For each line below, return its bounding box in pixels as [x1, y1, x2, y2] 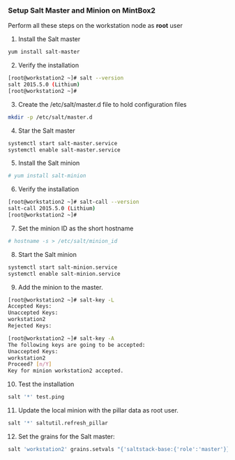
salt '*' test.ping [8, 394, 65, 401]
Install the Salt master [17, 35, 81, 43]
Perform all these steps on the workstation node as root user [8, 22, 183, 30]
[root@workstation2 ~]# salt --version [8, 75, 124, 82]
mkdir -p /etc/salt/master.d [8, 114, 93, 121]
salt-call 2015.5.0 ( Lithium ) [8, 205, 96, 212]
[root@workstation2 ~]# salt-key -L [8, 296, 114, 304]
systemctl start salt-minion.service [8, 264, 118, 271]
